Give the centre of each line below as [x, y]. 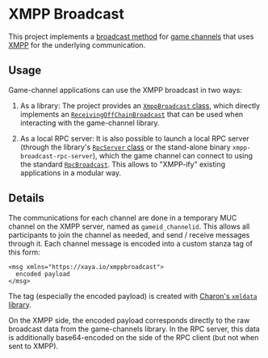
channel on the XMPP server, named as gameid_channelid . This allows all [129, 226]
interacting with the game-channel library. [90, 123]
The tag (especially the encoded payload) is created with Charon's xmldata [133, 296]
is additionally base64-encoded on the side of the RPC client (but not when [134, 337]
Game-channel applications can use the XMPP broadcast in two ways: [125, 90]
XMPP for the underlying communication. [77, 44]
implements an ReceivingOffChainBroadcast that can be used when [132, 114]
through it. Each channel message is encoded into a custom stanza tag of [130, 243]
